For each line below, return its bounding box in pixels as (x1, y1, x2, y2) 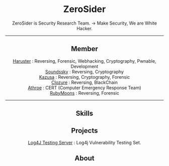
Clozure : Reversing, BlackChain (51, 79, 118, 85)
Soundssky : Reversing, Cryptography (45, 69, 124, 75)
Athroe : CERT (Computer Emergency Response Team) (27, 84, 142, 91)
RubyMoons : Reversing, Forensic (49, 90, 120, 96)
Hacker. (76, 25, 93, 31)
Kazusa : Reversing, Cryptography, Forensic (39, 74, 130, 80)
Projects (71, 126, 98, 135)
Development (70, 63, 99, 69)
